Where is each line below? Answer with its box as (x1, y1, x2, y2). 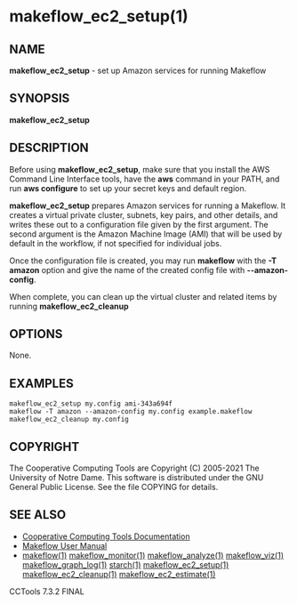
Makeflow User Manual (21, 540, 108, 551)
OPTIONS (9, 326, 63, 342)
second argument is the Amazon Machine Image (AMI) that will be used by (9, 229, 283, 239)
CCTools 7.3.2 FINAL (9, 585, 84, 597)
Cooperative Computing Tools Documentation (21, 531, 190, 542)
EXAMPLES (9, 375, 74, 391)
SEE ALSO (9, 507, 67, 522)
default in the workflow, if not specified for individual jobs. (9, 238, 222, 248)
